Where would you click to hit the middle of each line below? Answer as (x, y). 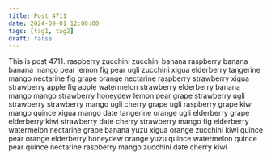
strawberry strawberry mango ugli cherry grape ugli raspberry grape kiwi (131, 104)
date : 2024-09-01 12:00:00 (54, 23)
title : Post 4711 (38, 16)
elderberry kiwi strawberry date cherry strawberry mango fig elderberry (129, 121)
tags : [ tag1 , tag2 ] (41, 31)
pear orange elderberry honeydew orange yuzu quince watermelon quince (133, 139)
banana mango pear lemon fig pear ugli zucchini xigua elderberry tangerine (135, 70)
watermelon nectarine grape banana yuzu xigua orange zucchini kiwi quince (136, 130)
